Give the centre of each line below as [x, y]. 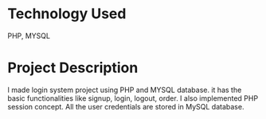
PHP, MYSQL [29, 36]
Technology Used [67, 14]
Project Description [73, 68]
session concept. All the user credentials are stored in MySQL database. [126, 106]
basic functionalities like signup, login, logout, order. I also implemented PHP [133, 98]
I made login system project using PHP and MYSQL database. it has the [125, 90]
